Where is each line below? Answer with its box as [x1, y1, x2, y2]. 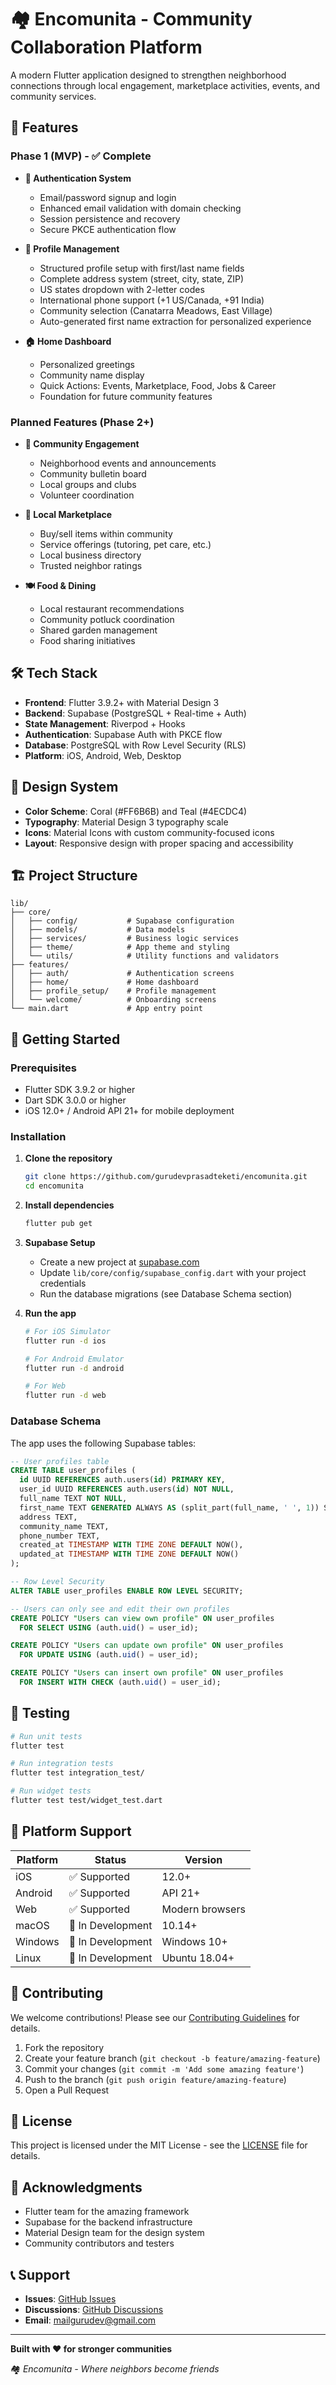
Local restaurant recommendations [39, 602, 185, 615]
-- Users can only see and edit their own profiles [10, 1604, 230, 1614]
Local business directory [39, 549, 142, 561]
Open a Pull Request [24, 2084, 110, 2096]
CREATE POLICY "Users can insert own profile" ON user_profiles [10, 1668, 284, 1678]
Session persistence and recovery [39, 212, 181, 225]
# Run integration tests [10, 1759, 114, 1769]
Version [184, 1852, 223, 1866]
